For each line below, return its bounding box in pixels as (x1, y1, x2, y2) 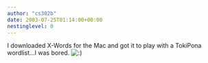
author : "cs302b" (7, 10, 57, 17)
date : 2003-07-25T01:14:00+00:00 (7, 16, 103, 23)
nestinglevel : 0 (7, 23, 54, 29)
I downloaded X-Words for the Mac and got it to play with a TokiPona (7, 42, 202, 50)
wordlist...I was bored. (7, 49, 70, 57)
